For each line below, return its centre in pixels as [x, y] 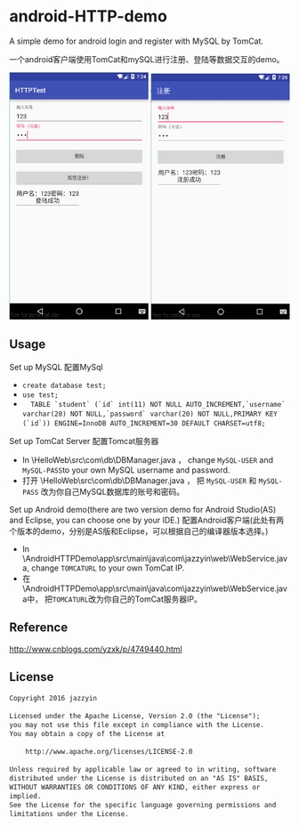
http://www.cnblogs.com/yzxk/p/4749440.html [96, 649]
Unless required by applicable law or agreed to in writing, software [143, 770]
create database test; [64, 385]
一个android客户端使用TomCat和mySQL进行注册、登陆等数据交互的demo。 [147, 59]
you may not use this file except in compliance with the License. [137, 725]
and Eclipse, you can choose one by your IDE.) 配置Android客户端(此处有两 [147, 520]
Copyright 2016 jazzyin [53, 699]
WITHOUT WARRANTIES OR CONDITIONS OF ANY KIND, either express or [135, 788]
